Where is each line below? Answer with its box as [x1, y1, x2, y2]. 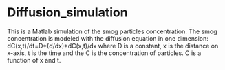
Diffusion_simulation [7, 5, 129, 20]
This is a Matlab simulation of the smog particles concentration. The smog [7, 27, 217, 35]
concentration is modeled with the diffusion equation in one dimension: [7, 34, 208, 42]
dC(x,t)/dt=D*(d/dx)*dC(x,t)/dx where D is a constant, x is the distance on [7, 41, 219, 50]
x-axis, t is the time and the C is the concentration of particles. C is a [7, 49, 202, 57]
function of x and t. [7, 56, 61, 64]
